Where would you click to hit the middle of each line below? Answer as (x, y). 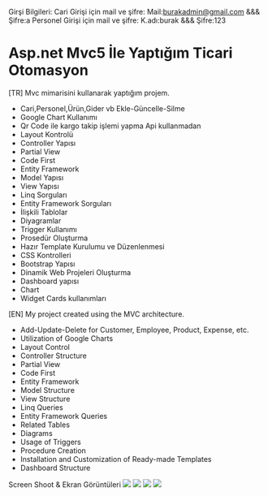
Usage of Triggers (50, 442)
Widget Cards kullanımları (63, 298)
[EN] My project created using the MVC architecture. (97, 314)
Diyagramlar (41, 220)
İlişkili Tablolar (44, 212)
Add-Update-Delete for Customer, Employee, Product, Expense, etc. (134, 330)
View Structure (45, 399)
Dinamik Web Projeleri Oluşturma (76, 272)
